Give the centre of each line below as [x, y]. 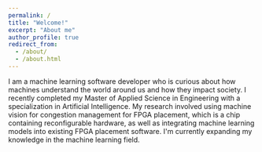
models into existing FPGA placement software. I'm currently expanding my [130, 131]
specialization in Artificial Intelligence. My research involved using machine [130, 106]
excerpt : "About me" [42, 30]
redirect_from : [33, 45]
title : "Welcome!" [38, 23]
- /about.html [38, 60]
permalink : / [30, 15]
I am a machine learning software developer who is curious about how [122, 81]
